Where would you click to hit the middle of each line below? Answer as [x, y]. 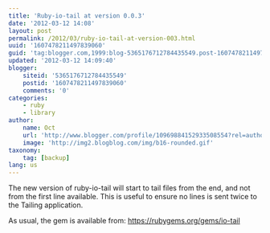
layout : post [30, 31]
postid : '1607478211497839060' [75, 83]
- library [39, 113]
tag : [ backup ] [46, 157]
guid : [17, 53]
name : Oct [39, 128]
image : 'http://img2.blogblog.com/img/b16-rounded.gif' [119, 143]
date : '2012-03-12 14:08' [51, 23]
